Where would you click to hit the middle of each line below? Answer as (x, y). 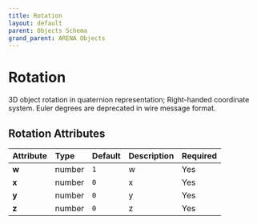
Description (151, 156)
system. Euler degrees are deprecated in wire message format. (112, 108)
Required (199, 156)
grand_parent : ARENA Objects (57, 38)
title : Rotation (35, 16)
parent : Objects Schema (48, 30)
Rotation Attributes (57, 133)
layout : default (35, 23)
